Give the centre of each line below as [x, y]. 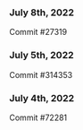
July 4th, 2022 [42, 98]
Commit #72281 [38, 117]
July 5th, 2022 [41, 56]
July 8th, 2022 [41, 13]
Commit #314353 [41, 74]
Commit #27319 [38, 32]
